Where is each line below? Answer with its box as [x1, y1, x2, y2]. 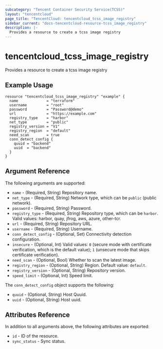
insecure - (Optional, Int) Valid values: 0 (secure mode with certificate [12, 241, 152, 247]
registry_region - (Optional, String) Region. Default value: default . [12, 262, 147, 268]
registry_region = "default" [9, 128, 71, 133]
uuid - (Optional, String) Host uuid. [12, 296, 82, 303]
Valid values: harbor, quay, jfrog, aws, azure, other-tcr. [12, 215, 122, 221]
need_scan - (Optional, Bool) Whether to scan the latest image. [12, 257, 137, 263]
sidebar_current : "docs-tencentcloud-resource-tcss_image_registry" [5, 21, 147, 26]
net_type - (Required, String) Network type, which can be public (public [12, 195, 157, 201]
